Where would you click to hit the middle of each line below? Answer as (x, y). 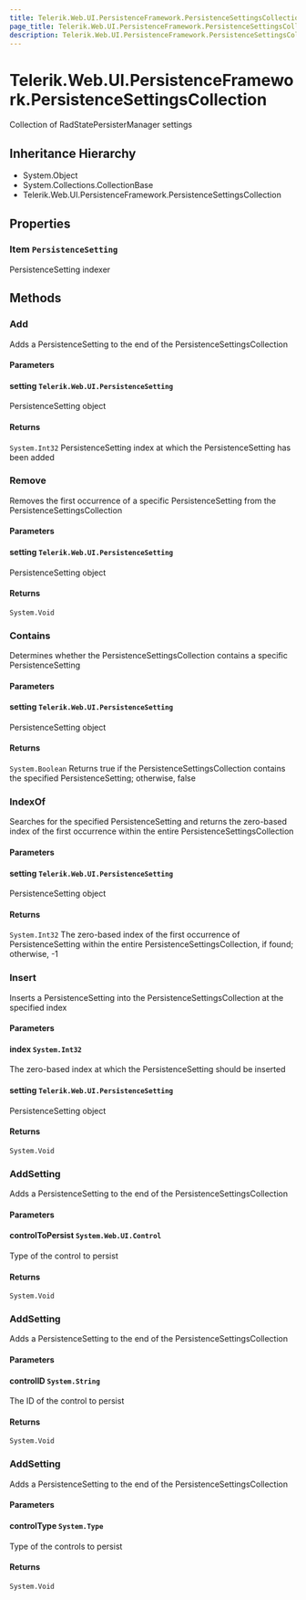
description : (34, 35)
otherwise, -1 (34, 954)
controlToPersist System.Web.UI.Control (86, 1236)
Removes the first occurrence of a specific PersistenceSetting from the (143, 500)
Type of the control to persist (64, 1256)
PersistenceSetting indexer (60, 269)
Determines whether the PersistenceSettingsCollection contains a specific (149, 656)
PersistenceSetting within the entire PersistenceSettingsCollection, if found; (152, 944)
